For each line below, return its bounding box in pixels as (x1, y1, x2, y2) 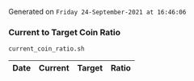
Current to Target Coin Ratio (8, 26, 121, 38)
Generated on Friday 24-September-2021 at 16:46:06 (8, 7, 187, 16)
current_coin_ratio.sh (8, 45, 85, 53)
